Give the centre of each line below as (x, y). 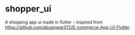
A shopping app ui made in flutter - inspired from (54, 22)
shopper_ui (28, 9)
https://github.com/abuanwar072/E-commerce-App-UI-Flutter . (68, 27)
